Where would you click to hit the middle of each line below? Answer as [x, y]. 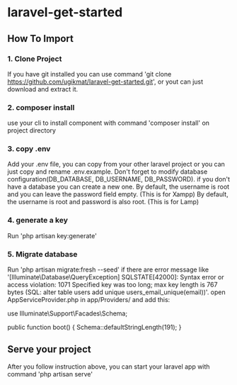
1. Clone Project [35, 59]
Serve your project [49, 349]
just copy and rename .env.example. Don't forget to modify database [108, 172]
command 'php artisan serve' [50, 374]
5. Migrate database [42, 254]
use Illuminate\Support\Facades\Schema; [68, 313]
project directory [32, 130]
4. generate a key [38, 221]
